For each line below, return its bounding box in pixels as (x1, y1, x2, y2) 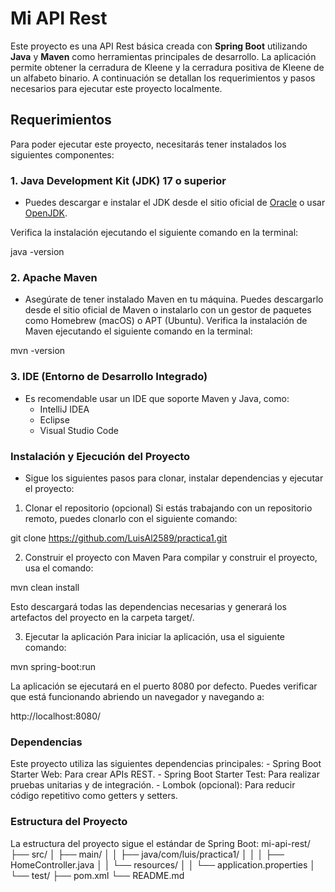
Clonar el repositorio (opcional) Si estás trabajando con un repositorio (24, 502, 313, 514)
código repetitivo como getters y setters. (10, 790, 178, 802)
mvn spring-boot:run (10, 660, 96, 672)
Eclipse (39, 413, 70, 426)
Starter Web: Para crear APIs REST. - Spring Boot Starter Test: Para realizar (10, 768, 320, 781)
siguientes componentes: (10, 148, 115, 161)
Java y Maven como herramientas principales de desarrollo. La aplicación (10, 50, 317, 62)
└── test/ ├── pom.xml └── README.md (10, 869, 185, 881)
